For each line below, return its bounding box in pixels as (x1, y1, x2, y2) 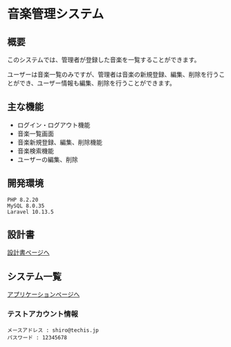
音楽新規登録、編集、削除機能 (17, 138, 102, 146)
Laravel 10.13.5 (7, 208, 54, 215)
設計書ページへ (7, 248, 50, 256)
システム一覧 (7, 270, 62, 282)
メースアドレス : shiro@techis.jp (7, 326, 99, 334)
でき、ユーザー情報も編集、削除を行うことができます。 (19, 79, 176, 87)
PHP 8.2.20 (7, 196, 39, 203)
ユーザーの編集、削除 (17, 155, 78, 163)
